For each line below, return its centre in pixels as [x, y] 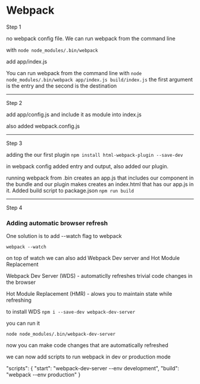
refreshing [19, 300]
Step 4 [14, 208]
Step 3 [14, 143]
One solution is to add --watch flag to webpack [64, 236]
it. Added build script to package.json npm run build [70, 190]
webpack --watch [26, 247]
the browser [21, 282]
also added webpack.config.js [43, 126]
